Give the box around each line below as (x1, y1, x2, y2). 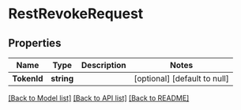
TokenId (12, 73, 43, 84)
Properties (8, 36, 62, 50)
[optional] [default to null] (134, 73, 229, 84)
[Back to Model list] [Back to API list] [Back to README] (8, 93, 190, 103)
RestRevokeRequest (8, 5, 144, 23)
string (51, 73, 74, 84)
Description (81, 60, 126, 70)
